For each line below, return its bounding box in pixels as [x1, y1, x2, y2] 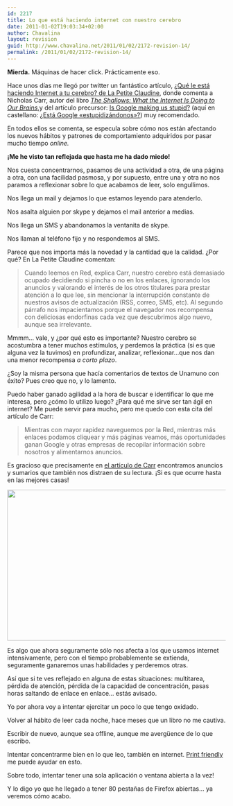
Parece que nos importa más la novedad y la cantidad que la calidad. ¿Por [7, 248, 219, 256]
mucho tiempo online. [7, 139, 69, 147]
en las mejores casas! [7, 476, 69, 484]
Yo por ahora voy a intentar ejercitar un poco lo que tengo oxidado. [7, 702, 199, 711]
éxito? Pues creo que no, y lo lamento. [7, 376, 116, 385]
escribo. [7, 737, 31, 745]
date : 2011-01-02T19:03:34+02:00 [7, 23, 104, 30]
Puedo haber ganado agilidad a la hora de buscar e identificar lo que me [7, 390, 214, 398]
